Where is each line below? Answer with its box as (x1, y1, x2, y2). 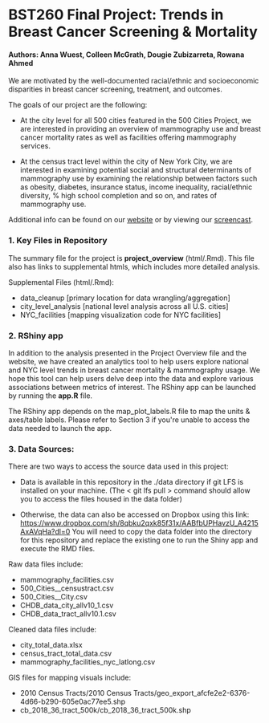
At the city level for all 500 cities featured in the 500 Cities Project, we (19, 116, 251, 125)
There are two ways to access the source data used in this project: (8, 461, 229, 471)
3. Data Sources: (8, 443, 75, 454)
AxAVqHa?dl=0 (19, 527, 71, 537)
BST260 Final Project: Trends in (8, 6, 224, 24)
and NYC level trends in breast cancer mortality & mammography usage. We (8, 365, 261, 375)
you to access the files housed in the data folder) (19, 494, 183, 504)
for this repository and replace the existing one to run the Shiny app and (19, 535, 259, 545)
